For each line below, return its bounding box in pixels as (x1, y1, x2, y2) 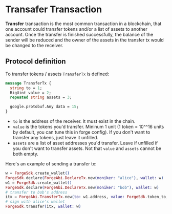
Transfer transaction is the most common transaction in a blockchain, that (5, 20, 162, 27)
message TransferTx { (5, 80, 52, 85)
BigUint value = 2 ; (10, 90, 52, 95)
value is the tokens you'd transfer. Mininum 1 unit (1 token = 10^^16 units (12, 124, 164, 130)
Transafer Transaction (5, 4, 102, 15)
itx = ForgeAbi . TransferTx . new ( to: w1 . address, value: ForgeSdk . (5, 195, 148, 200)
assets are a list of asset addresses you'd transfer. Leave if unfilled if (12, 140, 158, 146)
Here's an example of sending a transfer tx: (5, 161, 97, 167)
